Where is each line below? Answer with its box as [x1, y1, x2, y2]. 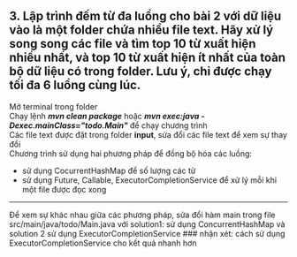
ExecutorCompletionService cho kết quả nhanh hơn [9, 238, 197, 248]
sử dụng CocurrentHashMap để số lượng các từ [21, 165, 196, 176]
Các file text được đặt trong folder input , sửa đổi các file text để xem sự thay [9, 129, 287, 140]
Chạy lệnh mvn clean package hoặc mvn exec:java [9, 110, 200, 121]
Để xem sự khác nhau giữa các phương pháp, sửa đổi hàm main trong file [9, 209, 276, 220]
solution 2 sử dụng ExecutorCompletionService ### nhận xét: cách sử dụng [9, 228, 286, 238]
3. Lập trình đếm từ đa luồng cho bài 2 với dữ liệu [9, 9, 282, 24]
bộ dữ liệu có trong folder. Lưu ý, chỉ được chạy [9, 64, 272, 79]
